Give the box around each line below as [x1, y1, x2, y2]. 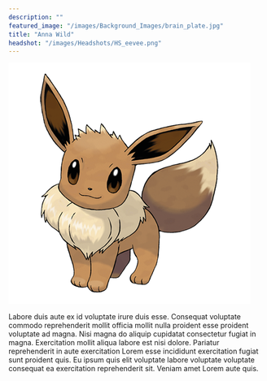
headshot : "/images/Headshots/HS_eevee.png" [8, 39, 162, 47]
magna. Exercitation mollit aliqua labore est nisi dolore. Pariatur [8, 338, 220, 348]
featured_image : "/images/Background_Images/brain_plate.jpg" [8, 21, 224, 30]
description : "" [8, 13, 63, 21]
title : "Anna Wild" [8, 30, 75, 38]
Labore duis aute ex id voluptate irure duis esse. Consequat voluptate [8, 312, 242, 322]
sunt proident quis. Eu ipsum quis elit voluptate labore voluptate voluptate [8, 355, 255, 365]
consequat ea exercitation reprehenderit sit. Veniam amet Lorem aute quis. [8, 364, 259, 374]
